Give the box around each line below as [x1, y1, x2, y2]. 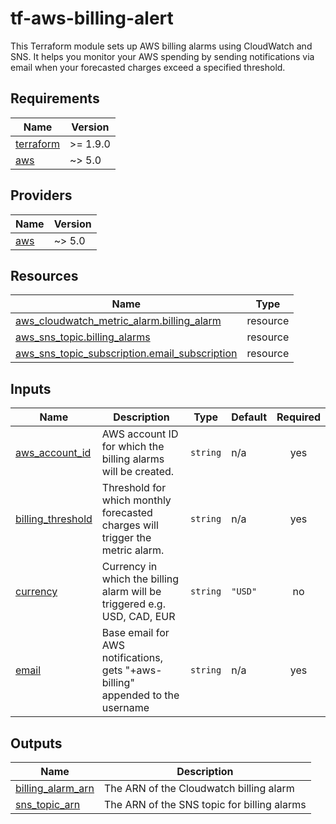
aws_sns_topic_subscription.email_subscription [15, 347, 238, 361]
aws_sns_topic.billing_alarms [15, 330, 151, 344]
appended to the [101, 688, 180, 702]
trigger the [101, 531, 152, 545]
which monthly [101, 493, 172, 507]
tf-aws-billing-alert [10, 7, 174, 30]
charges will [101, 518, 159, 532]
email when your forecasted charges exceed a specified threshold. [10, 61, 286, 73]
